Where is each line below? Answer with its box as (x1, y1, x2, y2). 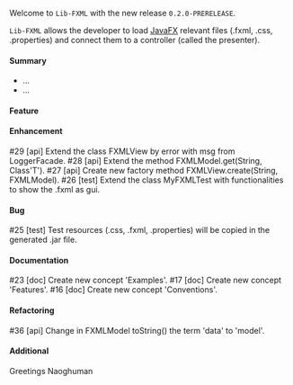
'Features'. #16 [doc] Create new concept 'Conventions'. (9, 284, 218, 295)
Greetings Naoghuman (9, 365, 93, 376)
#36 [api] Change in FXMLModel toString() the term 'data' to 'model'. (9, 325, 265, 336)
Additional (9, 345, 49, 356)
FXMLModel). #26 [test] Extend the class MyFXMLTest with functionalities (9, 175, 284, 185)
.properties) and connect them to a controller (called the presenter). (9, 35, 261, 45)
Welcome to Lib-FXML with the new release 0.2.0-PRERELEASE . (9, 8, 236, 18)
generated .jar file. (9, 234, 78, 246)
